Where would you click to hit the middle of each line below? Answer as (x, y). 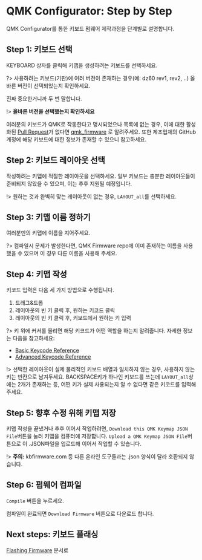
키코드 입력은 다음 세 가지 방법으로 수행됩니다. (60, 290)
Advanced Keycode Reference (53, 357)
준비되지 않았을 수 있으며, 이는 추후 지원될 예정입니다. (69, 183)
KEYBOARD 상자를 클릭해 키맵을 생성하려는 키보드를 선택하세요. (82, 65)
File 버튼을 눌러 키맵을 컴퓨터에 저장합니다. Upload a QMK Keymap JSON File (97, 436)
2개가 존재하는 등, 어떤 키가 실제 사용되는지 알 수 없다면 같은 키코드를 (99, 385)
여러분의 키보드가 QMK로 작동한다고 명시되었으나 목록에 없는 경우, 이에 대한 (96, 124)
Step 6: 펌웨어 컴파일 (44, 485)
